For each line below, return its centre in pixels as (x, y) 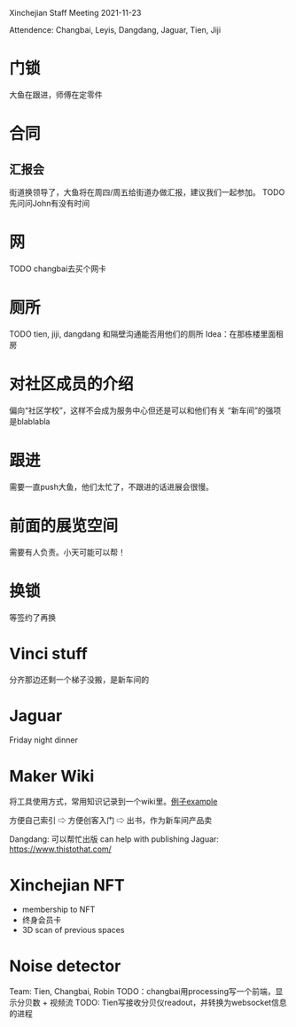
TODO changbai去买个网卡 (58, 268)
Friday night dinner (43, 740)
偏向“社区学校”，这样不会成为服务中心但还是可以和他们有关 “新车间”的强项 (145, 410)
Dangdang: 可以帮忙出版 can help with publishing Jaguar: (114, 839)
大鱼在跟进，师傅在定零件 (56, 94)
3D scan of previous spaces (73, 930)
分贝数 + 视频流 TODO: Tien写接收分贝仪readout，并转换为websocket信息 (152, 1003)
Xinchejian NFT (67, 885)
